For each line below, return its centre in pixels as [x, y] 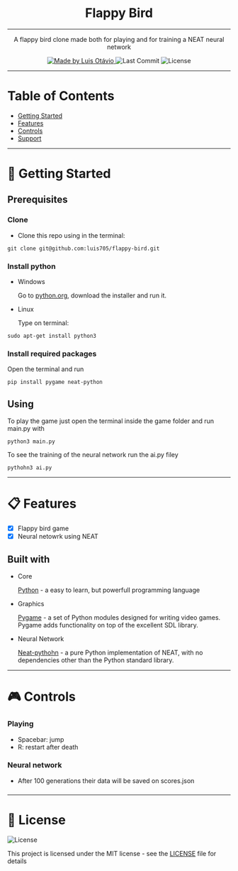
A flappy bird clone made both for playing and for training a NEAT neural [119, 39]
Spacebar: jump [41, 739]
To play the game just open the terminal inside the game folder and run [111, 421]
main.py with [26, 429]
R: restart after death [48, 747]
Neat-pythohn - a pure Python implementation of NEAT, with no [110, 653]
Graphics [31, 604]
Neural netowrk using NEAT [58, 537]
